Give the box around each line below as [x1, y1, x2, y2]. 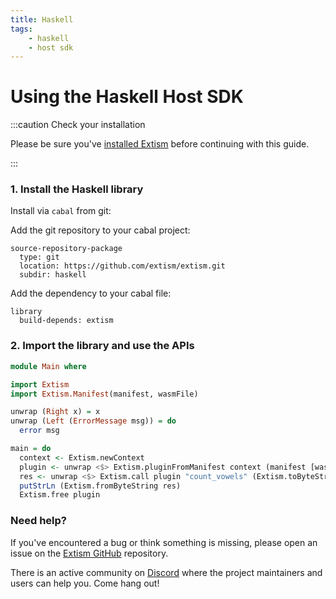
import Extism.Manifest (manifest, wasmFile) [10, 389, 199, 399]
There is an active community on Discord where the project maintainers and [10, 566, 323, 578]
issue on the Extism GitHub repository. [10, 547, 169, 559]
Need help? [10, 514, 67, 528]
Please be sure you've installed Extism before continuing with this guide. [10, 138, 310, 150]
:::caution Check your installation [10, 119, 146, 131]
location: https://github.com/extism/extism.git [19, 261, 226, 271]
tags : [10, 24, 33, 34]
